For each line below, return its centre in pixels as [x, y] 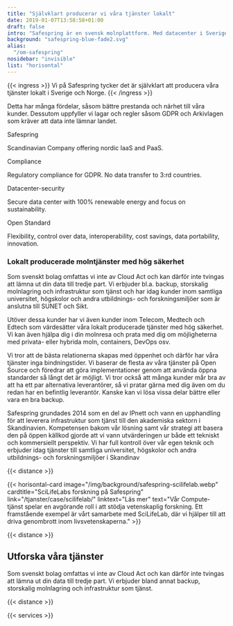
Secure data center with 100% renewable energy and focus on [96, 202]
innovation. [23, 243]
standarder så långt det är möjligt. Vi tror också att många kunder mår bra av [116, 377]
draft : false [26, 26]
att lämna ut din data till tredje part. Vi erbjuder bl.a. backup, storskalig [108, 284]
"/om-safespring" [38, 53]
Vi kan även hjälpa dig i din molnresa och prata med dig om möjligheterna [112, 334]
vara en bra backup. [36, 399]
